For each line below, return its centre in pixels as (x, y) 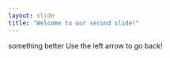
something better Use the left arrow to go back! (85, 45)
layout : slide (32, 15)
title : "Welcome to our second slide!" (74, 23)
